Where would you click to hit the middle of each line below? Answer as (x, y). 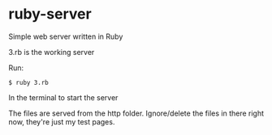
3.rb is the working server (52, 52)
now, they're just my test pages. (62, 121)
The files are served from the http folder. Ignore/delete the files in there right (136, 113)
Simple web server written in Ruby (66, 36)
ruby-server (50, 14)
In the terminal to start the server (63, 97)
